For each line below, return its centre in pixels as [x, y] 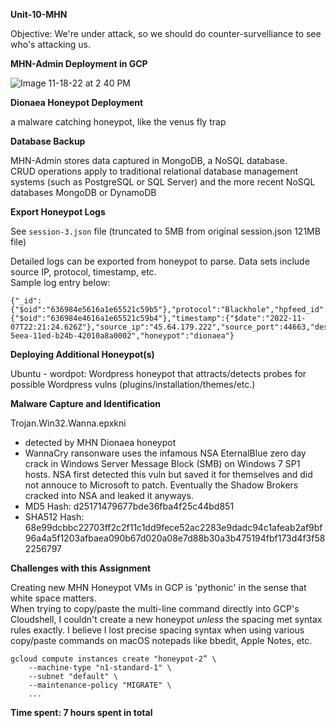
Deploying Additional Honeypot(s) [82, 354]
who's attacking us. [50, 44]
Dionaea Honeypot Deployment [77, 102]
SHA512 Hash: [54, 517]
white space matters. [53, 598]
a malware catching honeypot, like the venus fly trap [118, 122]
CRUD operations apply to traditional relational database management [154, 171]
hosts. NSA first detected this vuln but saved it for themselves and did [168, 474]
